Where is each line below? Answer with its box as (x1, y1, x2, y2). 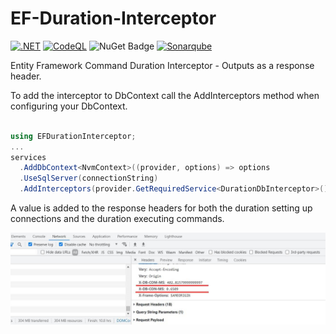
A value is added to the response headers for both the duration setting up (10, 202, 313, 214)
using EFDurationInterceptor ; (10, 131, 137, 141)
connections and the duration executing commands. (10, 213, 225, 225)
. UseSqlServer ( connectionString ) (19, 173, 159, 184)
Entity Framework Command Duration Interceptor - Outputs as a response (10, 59, 315, 71)
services (10, 152, 47, 162)
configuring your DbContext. (10, 100, 128, 112)
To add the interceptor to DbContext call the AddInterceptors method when (10, 89, 320, 101)
